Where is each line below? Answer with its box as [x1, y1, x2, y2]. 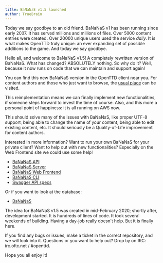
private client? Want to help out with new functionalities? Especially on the [5, 144, 154, 150]
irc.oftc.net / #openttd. [5, 243, 50, 248]
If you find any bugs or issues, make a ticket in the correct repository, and [5, 232, 153, 238]
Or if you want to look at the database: [5, 189, 82, 195]
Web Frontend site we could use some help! [5, 149, 93, 155]
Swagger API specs [12, 179, 52, 185]
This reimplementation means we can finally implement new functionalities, [5, 94, 156, 100]
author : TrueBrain [5, 12, 42, 16]
